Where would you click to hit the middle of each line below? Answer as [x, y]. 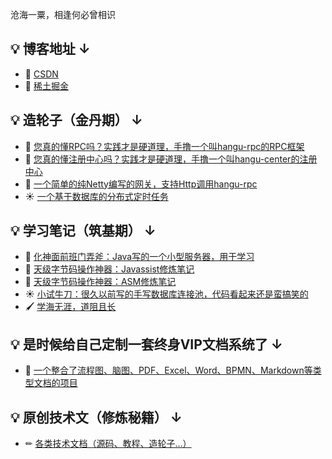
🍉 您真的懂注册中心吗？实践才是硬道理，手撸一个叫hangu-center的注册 [171, 159]
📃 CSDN [41, 74]
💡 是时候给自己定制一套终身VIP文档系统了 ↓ [146, 344]
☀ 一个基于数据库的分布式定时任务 [96, 196]
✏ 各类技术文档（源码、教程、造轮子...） [108, 444]
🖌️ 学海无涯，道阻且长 [70, 307]
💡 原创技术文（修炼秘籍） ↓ [96, 417]
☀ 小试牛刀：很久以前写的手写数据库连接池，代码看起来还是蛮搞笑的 [166, 294]
